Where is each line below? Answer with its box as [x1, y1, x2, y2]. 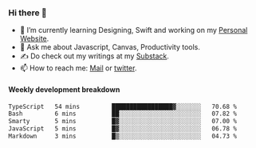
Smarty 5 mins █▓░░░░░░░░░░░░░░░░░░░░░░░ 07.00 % [8, 118, 238, 126]
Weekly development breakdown [8, 84, 120, 94]
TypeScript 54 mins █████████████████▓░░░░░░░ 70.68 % [8, 102, 238, 110]
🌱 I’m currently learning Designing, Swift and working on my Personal [19, 26, 248, 35]
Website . [19, 34, 49, 43]
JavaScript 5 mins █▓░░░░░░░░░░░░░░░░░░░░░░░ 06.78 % [8, 125, 238, 133]
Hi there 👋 [8, 7, 48, 18]
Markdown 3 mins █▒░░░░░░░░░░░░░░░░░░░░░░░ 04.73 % [8, 132, 238, 140]
